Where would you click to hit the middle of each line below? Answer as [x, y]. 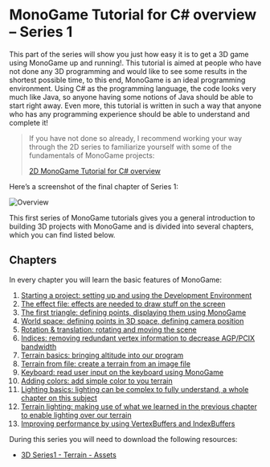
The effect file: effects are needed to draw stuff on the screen [123, 304]
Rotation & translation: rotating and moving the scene [108, 329]
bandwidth [39, 346]
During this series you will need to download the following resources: [123, 439]
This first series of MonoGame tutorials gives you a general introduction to [132, 217]
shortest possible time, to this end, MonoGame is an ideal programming [127, 80]
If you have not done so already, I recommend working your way [135, 138]
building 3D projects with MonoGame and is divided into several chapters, [131, 226]
